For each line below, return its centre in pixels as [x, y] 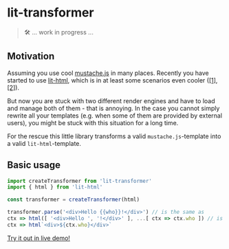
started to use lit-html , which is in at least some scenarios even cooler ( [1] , [112, 80]
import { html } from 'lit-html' [55, 187]
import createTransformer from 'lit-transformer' [80, 181]
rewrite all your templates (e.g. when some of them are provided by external [115, 116]
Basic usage [34, 165]
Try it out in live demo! [39, 238]
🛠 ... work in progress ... [59, 32]
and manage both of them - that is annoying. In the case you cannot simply [113, 108]
